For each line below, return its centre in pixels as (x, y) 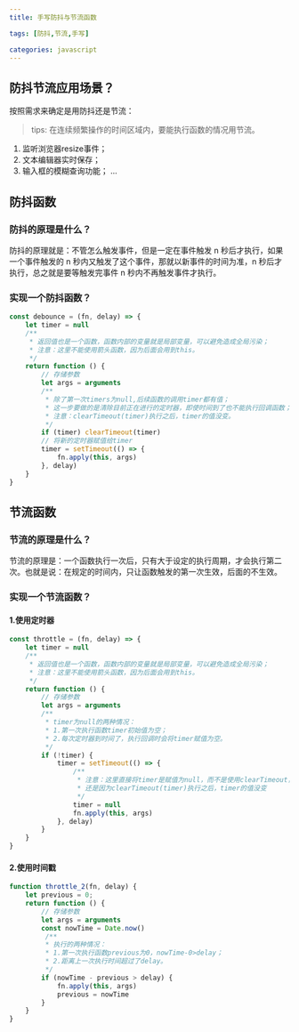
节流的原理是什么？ (50, 539)
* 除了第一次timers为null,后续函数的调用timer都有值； (137, 399)
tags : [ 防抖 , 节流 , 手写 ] (49, 33)
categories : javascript (53, 50)
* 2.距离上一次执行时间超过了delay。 (106, 962)
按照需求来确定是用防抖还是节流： (72, 111)
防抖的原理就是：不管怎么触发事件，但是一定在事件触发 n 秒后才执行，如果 (146, 250)
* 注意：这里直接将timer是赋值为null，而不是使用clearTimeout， (186, 780)
